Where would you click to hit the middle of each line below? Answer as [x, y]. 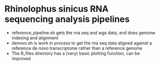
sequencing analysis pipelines [67, 19]
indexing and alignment [35, 38]
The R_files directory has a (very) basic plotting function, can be [76, 53]
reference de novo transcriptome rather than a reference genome [77, 48]
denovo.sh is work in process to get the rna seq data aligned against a [82, 43]
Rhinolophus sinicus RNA [56, 9]
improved [21, 58]
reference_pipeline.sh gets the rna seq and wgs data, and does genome [83, 33]
